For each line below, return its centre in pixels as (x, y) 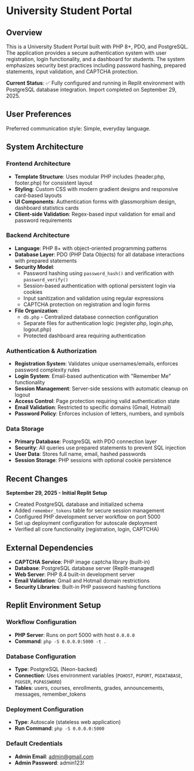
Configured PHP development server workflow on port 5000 (88, 517)
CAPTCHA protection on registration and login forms (87, 304)
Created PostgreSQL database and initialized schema (79, 504)
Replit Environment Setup (54, 606)
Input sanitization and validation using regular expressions (93, 298)
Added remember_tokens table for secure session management (89, 511)
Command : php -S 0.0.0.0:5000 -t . (60, 641)
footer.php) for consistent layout (53, 183)
